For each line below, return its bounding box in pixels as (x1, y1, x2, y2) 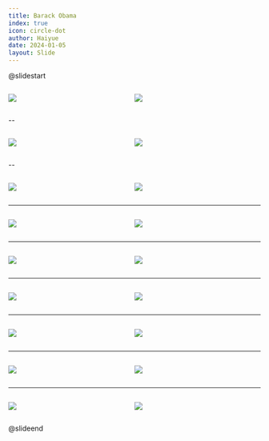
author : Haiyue (8, 34, 59, 42)
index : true (8, 19, 48, 27)
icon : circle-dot (8, 26, 66, 34)
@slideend (8, 423, 44, 433)
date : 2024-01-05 (8, 42, 66, 50)
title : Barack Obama (8, 11, 78, 20)
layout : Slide (8, 49, 56, 57)
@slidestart (8, 71, 46, 80)
